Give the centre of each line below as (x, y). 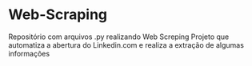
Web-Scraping (58, 15)
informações (29, 53)
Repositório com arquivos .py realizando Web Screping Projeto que (119, 37)
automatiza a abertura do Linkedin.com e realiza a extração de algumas (126, 45)
